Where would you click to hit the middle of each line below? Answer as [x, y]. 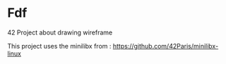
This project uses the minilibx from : [59, 46]
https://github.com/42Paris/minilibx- [166, 46]
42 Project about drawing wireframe [60, 32]
